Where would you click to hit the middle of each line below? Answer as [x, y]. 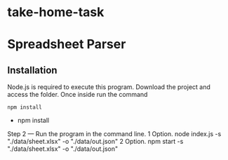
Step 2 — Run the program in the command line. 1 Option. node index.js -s [114, 134]
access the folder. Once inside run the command [78, 95]
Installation [32, 70]
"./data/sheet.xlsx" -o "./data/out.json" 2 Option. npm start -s [95, 142]
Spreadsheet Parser [67, 45]
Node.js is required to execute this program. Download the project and [109, 87]
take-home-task [56, 12]
